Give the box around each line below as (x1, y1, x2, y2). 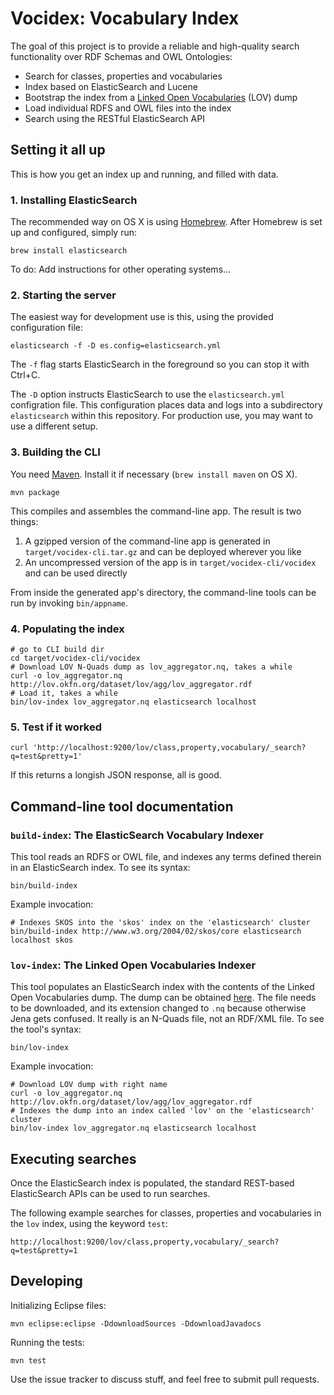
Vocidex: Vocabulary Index (10, 7, 240, 30)
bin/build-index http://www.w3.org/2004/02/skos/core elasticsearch (10, 926, 302, 936)
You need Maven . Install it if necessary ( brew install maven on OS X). (10, 468, 298, 480)
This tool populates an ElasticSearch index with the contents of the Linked (10, 981, 315, 993)
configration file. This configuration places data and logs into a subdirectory (10, 399, 323, 411)
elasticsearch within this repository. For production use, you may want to (10, 410, 313, 422)
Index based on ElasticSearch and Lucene (24, 80, 198, 92)
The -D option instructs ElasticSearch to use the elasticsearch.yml (10, 388, 285, 401)
